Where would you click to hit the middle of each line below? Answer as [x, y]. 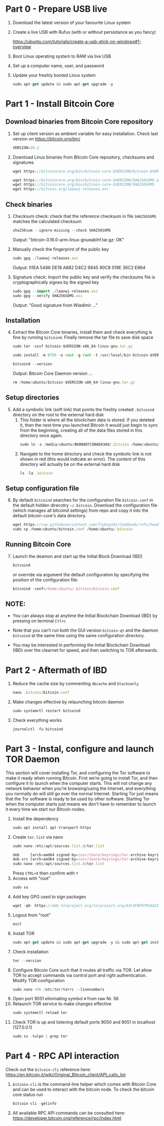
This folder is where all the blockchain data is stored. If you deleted [87, 420]
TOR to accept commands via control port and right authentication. [80, 975]
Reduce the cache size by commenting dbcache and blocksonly [76, 684]
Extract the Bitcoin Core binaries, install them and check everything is [82, 332]
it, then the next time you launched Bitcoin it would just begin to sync [89, 425]
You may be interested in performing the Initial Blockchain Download [81, 645]
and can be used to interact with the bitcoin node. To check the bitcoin [83, 1089]
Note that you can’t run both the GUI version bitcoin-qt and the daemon [85, 630]
